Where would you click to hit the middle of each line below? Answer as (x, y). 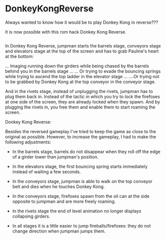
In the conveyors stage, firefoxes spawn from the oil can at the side (81, 196)
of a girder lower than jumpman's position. (55, 157)
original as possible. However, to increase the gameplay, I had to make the (81, 137)
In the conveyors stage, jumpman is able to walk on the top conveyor (82, 181)
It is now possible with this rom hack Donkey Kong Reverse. (66, 32)
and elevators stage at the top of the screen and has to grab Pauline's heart (82, 51)
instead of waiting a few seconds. (47, 172)
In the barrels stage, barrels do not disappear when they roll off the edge (86, 151)
